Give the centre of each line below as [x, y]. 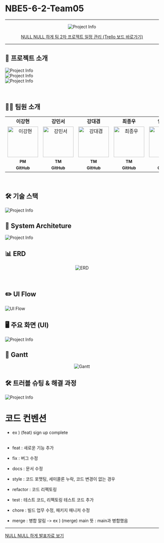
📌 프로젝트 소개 [26, 59]
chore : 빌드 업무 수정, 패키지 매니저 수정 [51, 510]
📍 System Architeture [38, 226]
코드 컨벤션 [26, 419]
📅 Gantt [17, 355]
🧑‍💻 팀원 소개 [23, 107]
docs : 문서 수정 [27, 469]
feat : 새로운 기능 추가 [33, 448]
